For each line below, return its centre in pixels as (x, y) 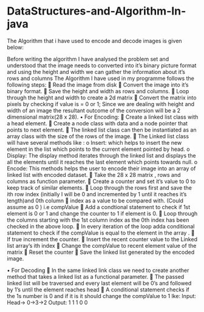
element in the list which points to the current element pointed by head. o (98, 149)
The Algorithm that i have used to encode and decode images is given (94, 41)
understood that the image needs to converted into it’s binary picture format (102, 65)
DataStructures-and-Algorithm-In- (97, 11)
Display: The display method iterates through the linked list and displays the (101, 155)
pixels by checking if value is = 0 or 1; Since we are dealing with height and (101, 104)
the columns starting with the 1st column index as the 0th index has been (98, 220)
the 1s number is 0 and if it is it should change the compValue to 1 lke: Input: (102, 296)
